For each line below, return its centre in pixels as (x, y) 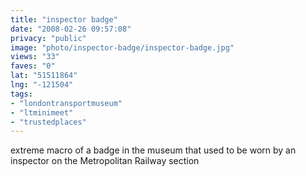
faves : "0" (33, 66)
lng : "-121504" (42, 85)
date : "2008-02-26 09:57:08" (71, 29)
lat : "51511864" (44, 76)
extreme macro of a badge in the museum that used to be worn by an (153, 150)
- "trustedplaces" (48, 122)
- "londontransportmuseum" (66, 103)
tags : (21, 94)
